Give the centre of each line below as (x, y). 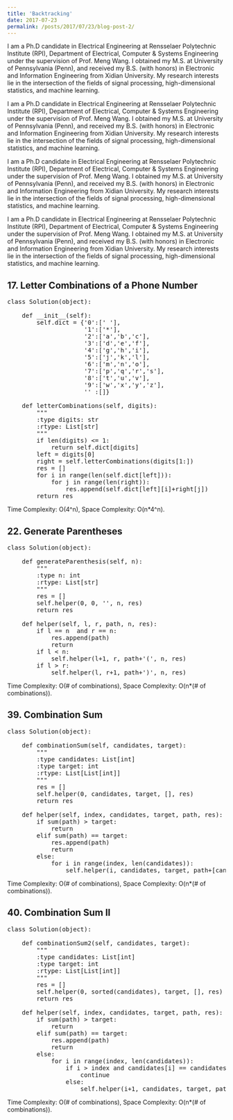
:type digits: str (68, 420)
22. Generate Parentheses (65, 531)
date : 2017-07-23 (32, 20)
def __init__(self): (57, 316)
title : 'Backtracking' (40, 14)
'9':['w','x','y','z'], (124, 385)
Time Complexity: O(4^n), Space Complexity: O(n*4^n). (86, 509)
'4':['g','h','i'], (117, 350)
